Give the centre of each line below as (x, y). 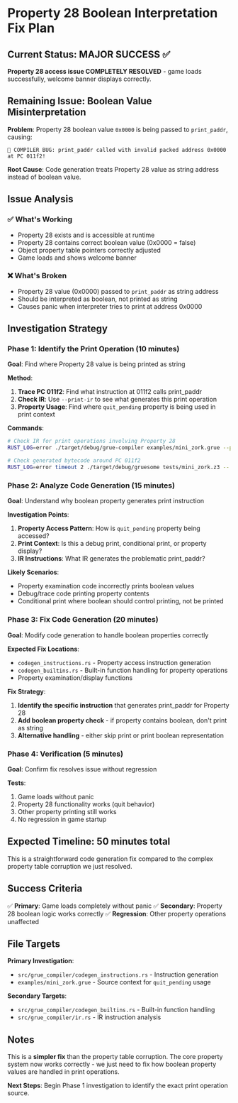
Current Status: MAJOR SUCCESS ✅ (89, 54)
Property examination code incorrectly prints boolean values (106, 586)
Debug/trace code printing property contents (84, 593)
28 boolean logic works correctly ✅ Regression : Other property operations (117, 913)
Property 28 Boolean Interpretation (113, 13)
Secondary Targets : (37, 996)
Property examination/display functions (75, 677)
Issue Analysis (40, 199)
